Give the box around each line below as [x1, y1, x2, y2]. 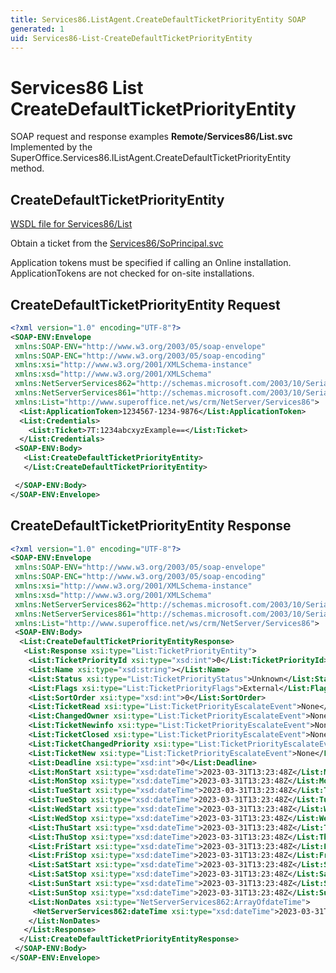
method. [10, 162, 45, 175]
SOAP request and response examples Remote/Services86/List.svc [10, 131, 293, 143]
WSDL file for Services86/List [10, 218, 133, 230]
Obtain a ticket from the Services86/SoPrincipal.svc [10, 237, 224, 250]
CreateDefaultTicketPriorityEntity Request [10, 296, 281, 313]
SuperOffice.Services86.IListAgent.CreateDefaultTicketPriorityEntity [10, 152, 292, 164]
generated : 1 [10, 24, 65, 34]
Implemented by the [10, 141, 93, 153]
